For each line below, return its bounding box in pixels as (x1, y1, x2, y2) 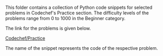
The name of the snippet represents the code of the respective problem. (5, 45, 158, 51)
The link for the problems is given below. (5, 25, 91, 31)
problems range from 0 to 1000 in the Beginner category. (5, 15, 126, 21)
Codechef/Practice (5, 35, 45, 41)
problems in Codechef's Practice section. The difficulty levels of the (5, 10, 149, 16)
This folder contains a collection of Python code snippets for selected (5, 5, 153, 10)
